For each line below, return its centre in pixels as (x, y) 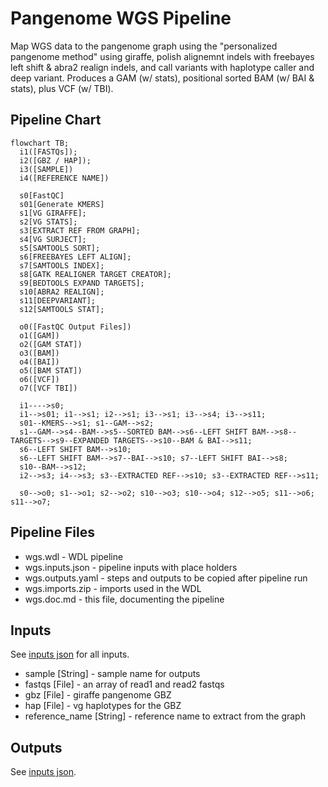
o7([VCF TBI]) (48, 388)
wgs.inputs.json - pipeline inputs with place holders (131, 567)
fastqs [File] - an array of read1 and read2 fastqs (124, 684)
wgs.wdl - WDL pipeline (74, 556)
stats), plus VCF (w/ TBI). (62, 88)
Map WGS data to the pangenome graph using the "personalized (144, 46)
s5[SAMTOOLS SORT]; (60, 248)
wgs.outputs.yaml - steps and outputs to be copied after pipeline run (166, 578)
